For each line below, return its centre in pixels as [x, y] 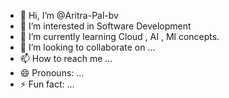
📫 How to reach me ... [66, 58]
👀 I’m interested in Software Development [105, 26]
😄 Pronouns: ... [52, 73]
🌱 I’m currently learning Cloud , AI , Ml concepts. [119, 36]
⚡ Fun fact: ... [47, 84]
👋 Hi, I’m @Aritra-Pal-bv [69, 15]
